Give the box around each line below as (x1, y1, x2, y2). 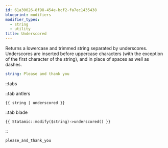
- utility (10, 27, 31, 32)
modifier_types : (5, 17, 40, 22)
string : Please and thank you (5, 71, 70, 77)
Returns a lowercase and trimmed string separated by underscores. (5, 45, 148, 51)
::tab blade (5, 109, 28, 115)
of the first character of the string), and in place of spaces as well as (5, 56, 150, 62)
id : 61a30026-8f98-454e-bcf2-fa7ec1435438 (5, 7, 97, 13)
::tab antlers (5, 90, 31, 96)
